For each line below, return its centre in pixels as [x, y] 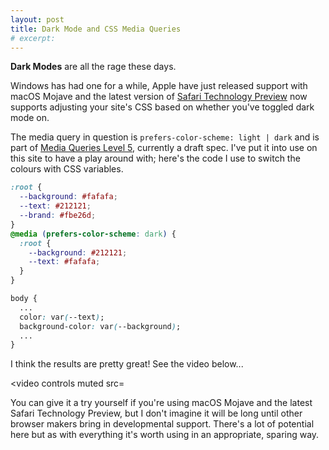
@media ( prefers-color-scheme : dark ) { [93, 234]
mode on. [30, 118]
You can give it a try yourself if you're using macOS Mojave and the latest [161, 403]
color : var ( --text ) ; [62, 317]
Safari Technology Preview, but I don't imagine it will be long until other [156, 413]
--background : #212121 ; [78, 252]
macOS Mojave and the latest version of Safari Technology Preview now [159, 97]
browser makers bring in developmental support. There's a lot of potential [162, 424]
